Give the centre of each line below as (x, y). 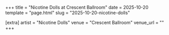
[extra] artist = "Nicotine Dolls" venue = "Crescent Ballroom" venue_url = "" (85, 23)
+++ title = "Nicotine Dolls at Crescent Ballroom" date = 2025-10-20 (77, 7)
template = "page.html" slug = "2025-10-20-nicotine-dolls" (68, 13)
